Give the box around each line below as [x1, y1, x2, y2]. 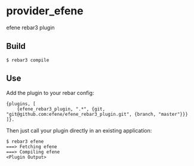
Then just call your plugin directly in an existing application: [6, 127, 152, 134]
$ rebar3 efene [6, 139, 44, 145]
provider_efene [6, 4, 84, 18]
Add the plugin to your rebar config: [6, 89, 94, 96]
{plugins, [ [6, 100, 36, 107]
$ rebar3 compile [6, 57, 50, 63]
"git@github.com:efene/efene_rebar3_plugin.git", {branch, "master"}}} [6, 111, 188, 117]
